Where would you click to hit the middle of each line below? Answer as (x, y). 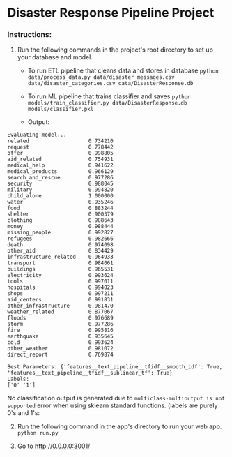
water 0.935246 (60, 202)
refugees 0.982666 (60, 239)
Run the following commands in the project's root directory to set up (115, 50)
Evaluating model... (37, 135)
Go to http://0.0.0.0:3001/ (54, 446)
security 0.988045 (60, 184)
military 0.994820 (60, 190)
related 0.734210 (60, 141)
